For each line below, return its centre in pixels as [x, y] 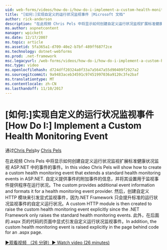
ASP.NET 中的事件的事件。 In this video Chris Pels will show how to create [86, 167]
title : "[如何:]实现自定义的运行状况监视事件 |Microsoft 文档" [65, 14]
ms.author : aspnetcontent [32, 28]
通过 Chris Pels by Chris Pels [34, 150]
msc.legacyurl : [21, 61]
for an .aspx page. [24, 233]
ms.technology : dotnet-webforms [39, 51]
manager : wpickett [24, 33]
